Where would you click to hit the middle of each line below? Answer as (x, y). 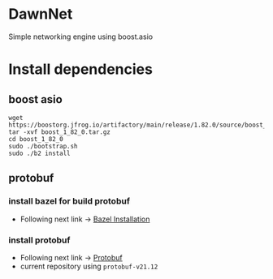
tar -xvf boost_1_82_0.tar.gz (60, 132)
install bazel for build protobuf (69, 201)
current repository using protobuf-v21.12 (89, 266)
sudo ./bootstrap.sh (43, 146)
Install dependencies (80, 69)
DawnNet (41, 14)
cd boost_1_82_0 (36, 139)
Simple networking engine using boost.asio (80, 36)
